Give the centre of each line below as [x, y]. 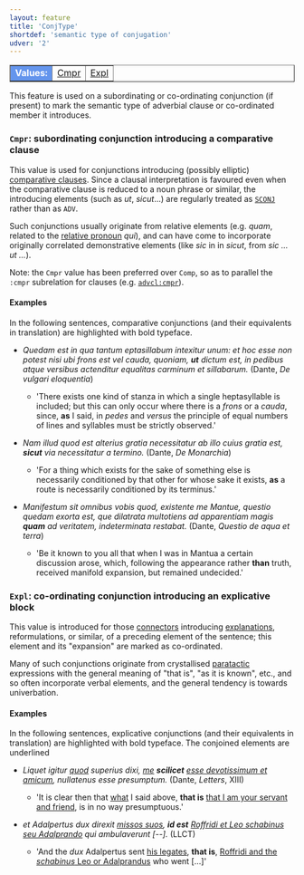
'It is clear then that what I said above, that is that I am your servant [161, 797]
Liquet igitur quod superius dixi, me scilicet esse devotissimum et [145, 770]
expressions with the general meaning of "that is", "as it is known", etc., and [151, 673]
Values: [31, 73]
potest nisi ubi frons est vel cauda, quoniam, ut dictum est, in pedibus [153, 360]
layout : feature [40, 18]
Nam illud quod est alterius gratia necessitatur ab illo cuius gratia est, [152, 442]
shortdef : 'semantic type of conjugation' [90, 34]
